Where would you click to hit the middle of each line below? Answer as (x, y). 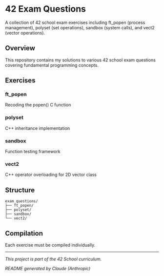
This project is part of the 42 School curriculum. (53, 259)
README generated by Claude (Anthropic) (48, 268)
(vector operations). (25, 33)
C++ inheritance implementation (38, 128)
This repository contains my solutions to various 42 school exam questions (81, 60)
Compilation (24, 233)
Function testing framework (33, 152)
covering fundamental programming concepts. (52, 65)
